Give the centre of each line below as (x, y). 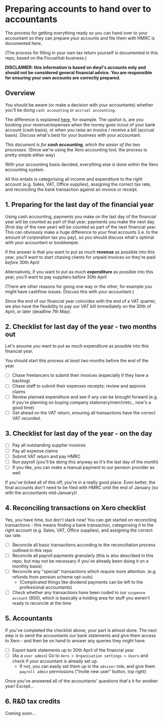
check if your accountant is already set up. (55, 661)
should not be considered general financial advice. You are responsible (79, 72)
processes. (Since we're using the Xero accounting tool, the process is (76, 149)
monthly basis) (27, 566)
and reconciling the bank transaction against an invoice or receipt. (71, 189)
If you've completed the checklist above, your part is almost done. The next (81, 630)
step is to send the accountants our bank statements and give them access (81, 635)
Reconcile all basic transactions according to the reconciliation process (84, 545)
